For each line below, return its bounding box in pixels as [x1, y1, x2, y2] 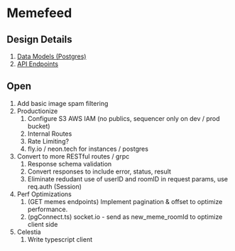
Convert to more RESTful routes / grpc [16, 151, 130, 161]
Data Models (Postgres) [16, 52, 87, 60]
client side [27, 220, 58, 228]
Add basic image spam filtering [16, 99, 109, 107]
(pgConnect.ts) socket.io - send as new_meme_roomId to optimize [27, 212, 223, 221]
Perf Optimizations [16, 190, 72, 198]
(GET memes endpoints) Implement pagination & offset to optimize [27, 197, 223, 205]
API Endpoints [16, 60, 58, 68]
